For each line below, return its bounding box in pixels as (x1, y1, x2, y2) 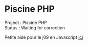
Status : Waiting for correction (4, 24, 65, 30)
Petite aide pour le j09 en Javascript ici (4, 34, 83, 40)
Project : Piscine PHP (4, 20, 47, 25)
